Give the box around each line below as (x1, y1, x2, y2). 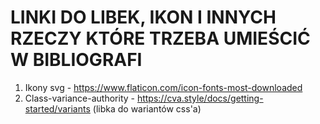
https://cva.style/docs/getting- (136, 92, 264, 104)
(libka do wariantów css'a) (92, 102, 202, 115)
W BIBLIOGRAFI (10, 49, 143, 71)
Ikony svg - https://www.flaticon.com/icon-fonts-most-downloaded (24, 81, 303, 93)
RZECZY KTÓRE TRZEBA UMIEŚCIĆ (10, 27, 311, 50)
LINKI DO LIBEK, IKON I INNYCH (10, 6, 277, 29)
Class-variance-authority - (24, 92, 135, 104)
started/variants (24, 102, 91, 115)
